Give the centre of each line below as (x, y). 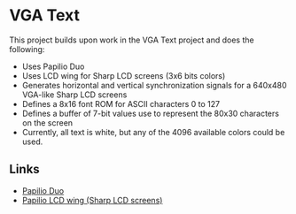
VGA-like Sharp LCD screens (74, 95)
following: (27, 49)
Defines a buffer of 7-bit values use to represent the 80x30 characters (150, 113)
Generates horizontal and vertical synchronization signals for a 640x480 (154, 85)
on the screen (47, 122)
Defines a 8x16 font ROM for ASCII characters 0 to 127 (121, 103)
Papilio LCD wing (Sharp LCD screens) (92, 200)
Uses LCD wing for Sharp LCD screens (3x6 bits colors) (124, 75)
